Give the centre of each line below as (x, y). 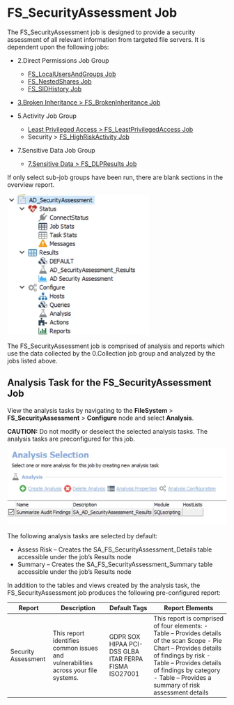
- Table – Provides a (182, 677)
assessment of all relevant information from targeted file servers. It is (106, 39)
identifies (66, 640)
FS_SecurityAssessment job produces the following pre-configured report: (114, 592)
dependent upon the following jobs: (58, 47)
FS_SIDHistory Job (55, 89)
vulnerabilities (73, 662)
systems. (65, 677)
